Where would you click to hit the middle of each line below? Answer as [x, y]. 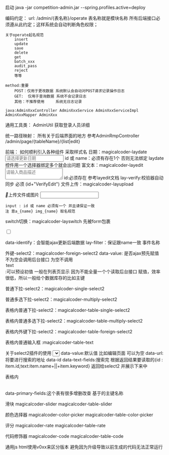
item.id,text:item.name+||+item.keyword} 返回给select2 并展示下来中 [76, 366]
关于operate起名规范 [24, 35]
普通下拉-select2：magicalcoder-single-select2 [55, 289]
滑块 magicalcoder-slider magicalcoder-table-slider [59, 404]
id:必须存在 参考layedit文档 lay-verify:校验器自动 [114, 178]
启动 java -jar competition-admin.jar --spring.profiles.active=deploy [75, 7]
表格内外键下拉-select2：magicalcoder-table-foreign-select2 [69, 332]
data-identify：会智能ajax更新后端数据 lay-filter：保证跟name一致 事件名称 [83, 242]
